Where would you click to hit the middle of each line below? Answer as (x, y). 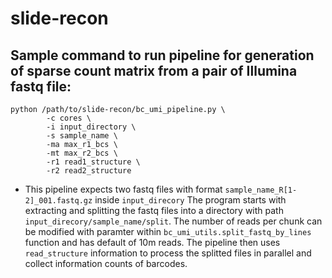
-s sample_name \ (82, 136)
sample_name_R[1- (261, 190)
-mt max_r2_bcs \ (82, 153)
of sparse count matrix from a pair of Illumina (154, 70)
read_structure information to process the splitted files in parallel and (168, 253)
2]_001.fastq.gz (58, 201)
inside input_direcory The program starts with (190, 200)
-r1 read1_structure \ (93, 162)
